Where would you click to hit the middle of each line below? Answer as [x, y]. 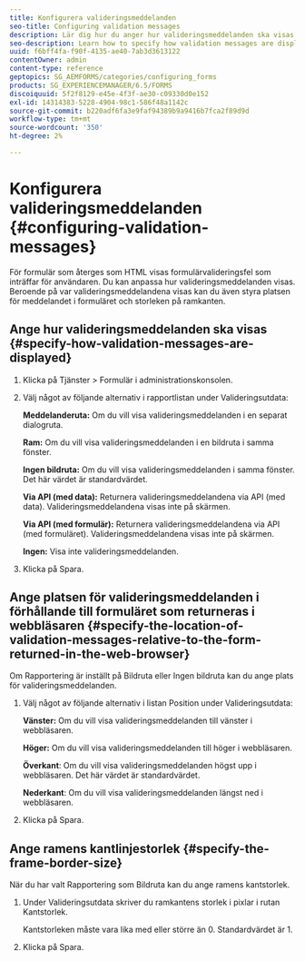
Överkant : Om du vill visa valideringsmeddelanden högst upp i [139, 766]
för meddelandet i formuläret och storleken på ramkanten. [118, 301]
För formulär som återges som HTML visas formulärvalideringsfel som [140, 272]
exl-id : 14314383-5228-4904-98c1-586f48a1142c [99, 102]
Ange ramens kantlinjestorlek [95, 849]
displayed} [41, 358]
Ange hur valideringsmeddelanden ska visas [138, 329]
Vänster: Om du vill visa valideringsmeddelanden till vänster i [137, 721]
